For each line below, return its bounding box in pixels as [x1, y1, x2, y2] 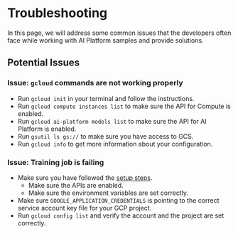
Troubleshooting [7, 5, 108, 21]
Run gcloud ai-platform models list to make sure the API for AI [17, 117, 207, 125]
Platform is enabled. [17, 124, 77, 133]
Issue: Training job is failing [7, 157, 104, 167]
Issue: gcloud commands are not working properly [7, 78, 183, 88]
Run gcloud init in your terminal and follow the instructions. [17, 94, 195, 102]
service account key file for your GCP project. [17, 203, 152, 212]
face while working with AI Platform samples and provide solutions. [7, 36, 204, 44]
